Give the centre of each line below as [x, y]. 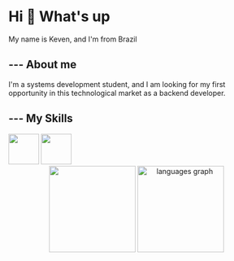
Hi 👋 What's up [59, 17]
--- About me [43, 65]
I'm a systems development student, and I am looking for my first [117, 84]
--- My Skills [41, 118]
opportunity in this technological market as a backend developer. [117, 93]
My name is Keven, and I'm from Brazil [73, 39]
